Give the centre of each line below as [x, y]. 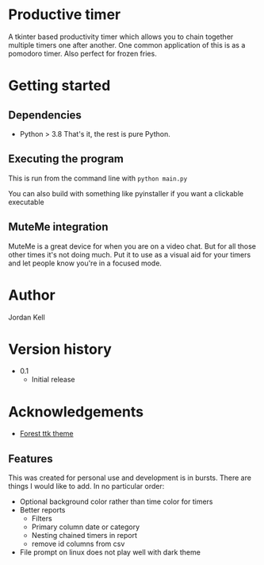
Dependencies [45, 115]
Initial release [53, 380]
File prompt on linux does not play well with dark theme [110, 552]
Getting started [59, 86]
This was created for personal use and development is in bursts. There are [130, 478]
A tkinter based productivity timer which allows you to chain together [121, 37]
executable [27, 202]
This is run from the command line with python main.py [98, 178]
